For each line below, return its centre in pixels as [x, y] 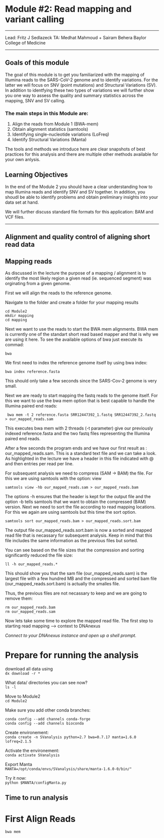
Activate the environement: [32, 751]
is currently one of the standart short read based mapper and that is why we [82, 335]
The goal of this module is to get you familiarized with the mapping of [75, 74]
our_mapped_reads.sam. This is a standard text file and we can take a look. [81, 454]
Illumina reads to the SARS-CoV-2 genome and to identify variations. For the [82, 80]
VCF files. [15, 217]
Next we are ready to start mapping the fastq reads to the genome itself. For [82, 396]
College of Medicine [25, 43]
